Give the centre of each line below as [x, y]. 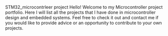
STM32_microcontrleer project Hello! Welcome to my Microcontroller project [84, 7]
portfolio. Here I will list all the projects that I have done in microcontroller [80, 12]
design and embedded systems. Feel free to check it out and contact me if [82, 18]
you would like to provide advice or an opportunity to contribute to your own [84, 23]
